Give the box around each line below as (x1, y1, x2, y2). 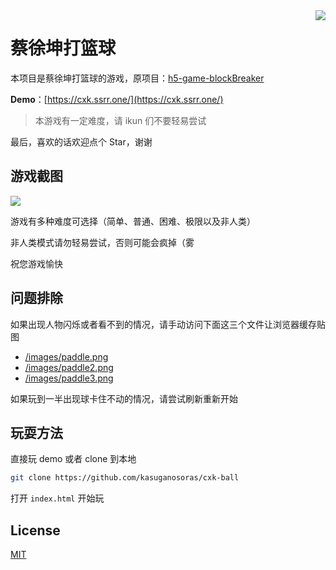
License (10, 522, 61, 539)
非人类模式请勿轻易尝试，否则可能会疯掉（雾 (10, 236, 195, 248)
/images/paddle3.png (24, 372, 114, 384)
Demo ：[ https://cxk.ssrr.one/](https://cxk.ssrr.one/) (10, 93, 224, 105)
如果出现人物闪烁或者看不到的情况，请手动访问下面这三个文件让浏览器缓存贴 (10, 318, 326, 330)
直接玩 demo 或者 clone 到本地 (10, 453, 137, 465)
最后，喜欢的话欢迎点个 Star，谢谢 (10, 135, 153, 148)
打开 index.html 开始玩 (10, 492, 105, 504)
